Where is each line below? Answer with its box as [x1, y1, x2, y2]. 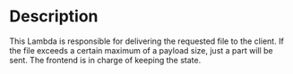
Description [9, 6, 99, 27]
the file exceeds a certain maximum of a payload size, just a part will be [9, 45, 273, 55]
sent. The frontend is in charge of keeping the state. [9, 54, 202, 65]
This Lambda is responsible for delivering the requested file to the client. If [9, 36, 284, 46]
